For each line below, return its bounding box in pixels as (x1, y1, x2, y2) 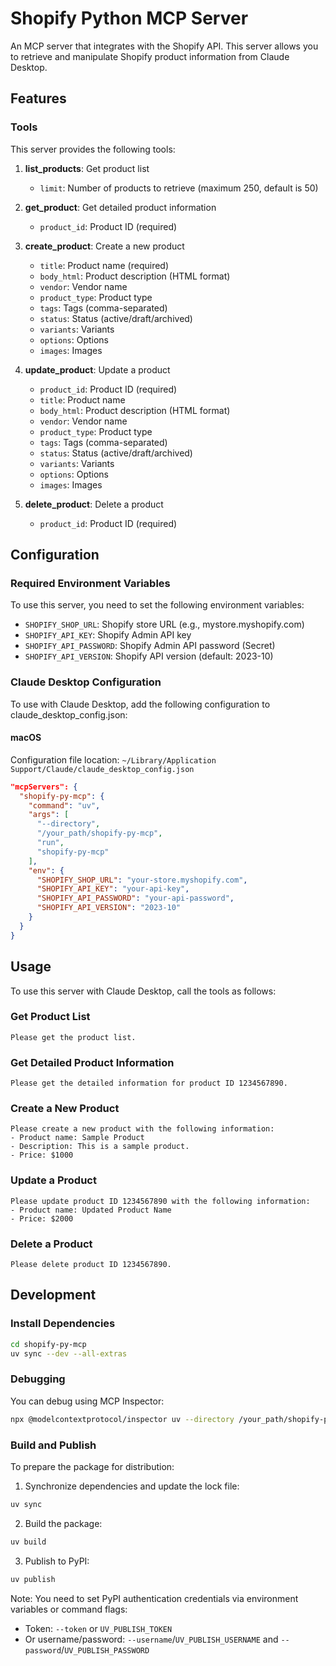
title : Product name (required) (39, 259, 170, 271)
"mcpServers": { (10, 782, 78, 792)
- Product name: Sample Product (10, 1133, 145, 1143)
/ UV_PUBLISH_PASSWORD (61, 1643, 150, 1656)
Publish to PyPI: (24, 1555, 90, 1567)
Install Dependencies (10, 1317, 116, 1331)
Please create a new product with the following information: (10, 1124, 275, 1134)
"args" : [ (28, 810, 70, 820)
